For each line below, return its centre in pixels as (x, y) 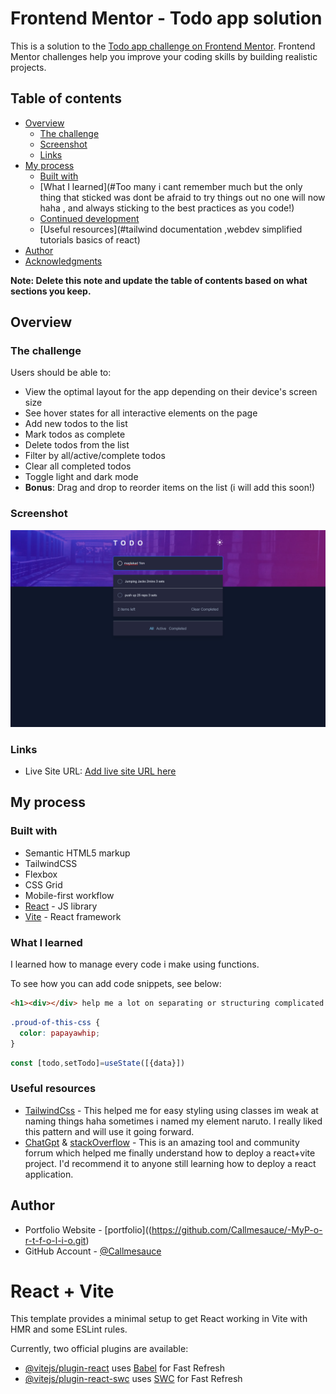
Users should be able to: (61, 373)
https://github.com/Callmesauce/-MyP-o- (237, 1229)
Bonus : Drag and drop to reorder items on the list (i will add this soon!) (170, 488)
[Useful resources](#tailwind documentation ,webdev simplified (171, 229)
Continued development (89, 218)
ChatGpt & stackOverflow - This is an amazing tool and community (162, 1142)
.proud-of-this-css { (55, 1022)
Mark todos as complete (75, 434)
